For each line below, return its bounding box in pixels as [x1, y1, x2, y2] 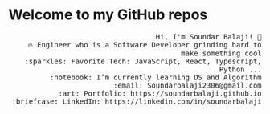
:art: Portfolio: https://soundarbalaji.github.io [58, 88, 262, 98]
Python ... [219, 64, 262, 74]
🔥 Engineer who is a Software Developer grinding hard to [27, 40, 262, 49]
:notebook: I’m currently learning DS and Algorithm [49, 72, 262, 82]
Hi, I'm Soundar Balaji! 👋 [155, 32, 262, 41]
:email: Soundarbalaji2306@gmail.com [112, 80, 262, 90]
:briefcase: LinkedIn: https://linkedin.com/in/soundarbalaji [11, 96, 262, 106]
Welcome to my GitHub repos [8, 6, 208, 24]
